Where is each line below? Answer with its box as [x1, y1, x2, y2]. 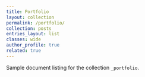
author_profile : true [6, 42, 60, 48]
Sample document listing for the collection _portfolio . [6, 64, 140, 71]
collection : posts [6, 25, 52, 32]
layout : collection [6, 14, 55, 20]
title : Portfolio [6, 8, 49, 15]
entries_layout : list [6, 31, 60, 37]
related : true [6, 48, 42, 54]
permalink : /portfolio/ [6, 20, 65, 26]
